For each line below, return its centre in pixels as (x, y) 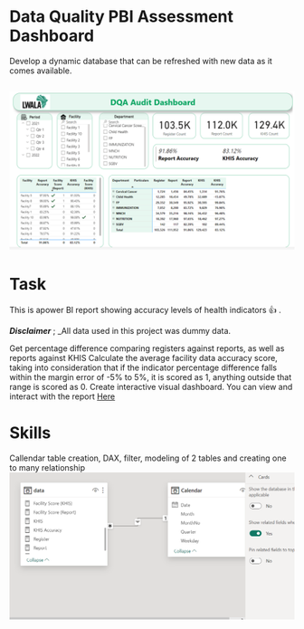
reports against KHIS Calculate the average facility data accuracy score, (143, 357)
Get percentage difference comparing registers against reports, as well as (147, 348)
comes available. (41, 71)
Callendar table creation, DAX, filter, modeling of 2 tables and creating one (148, 458)
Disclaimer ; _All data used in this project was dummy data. (120, 330)
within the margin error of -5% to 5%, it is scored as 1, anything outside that (151, 376)
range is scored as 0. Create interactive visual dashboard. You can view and (151, 386)
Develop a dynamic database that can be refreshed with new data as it (141, 61)
